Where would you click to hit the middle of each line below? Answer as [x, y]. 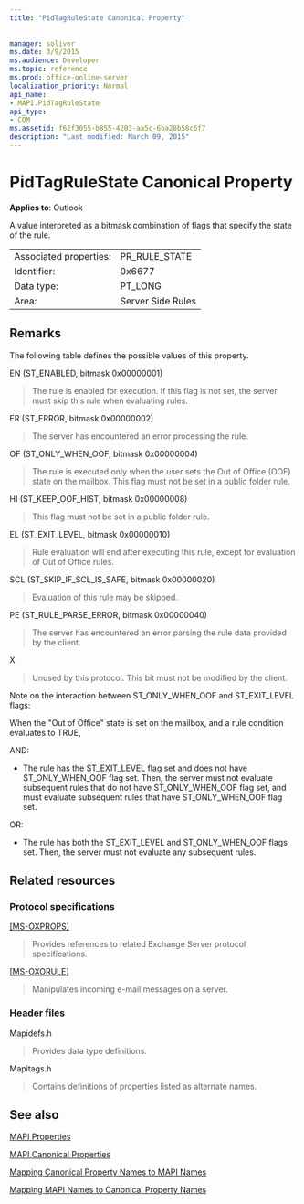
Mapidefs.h [31, 1033]
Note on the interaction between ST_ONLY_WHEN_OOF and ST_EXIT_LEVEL [152, 695]
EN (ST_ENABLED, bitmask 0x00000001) [86, 373]
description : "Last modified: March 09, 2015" [100, 137]
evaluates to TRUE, [45, 732]
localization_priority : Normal [69, 86]
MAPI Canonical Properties [60, 1155]
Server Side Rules [158, 301]
